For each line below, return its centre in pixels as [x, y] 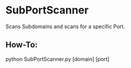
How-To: [22, 45]
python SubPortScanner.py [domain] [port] [58, 59]
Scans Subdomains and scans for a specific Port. [65, 26]
